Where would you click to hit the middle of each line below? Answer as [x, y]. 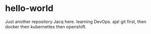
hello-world [29, 8]
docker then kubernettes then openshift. [46, 26]
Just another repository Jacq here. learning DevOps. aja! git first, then [76, 22]
